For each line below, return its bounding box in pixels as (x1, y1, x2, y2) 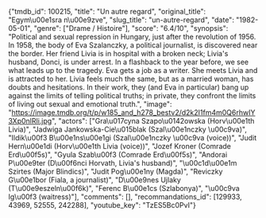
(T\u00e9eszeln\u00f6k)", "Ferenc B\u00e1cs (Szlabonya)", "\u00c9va (8, 184, 240, 193)
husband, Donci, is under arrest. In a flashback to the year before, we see (8, 57, 249, 67)
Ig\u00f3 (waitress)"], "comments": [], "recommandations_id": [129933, (8, 192, 242, 201)
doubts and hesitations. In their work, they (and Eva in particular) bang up (8, 82, 249, 92)
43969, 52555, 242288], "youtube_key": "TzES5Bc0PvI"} (8, 201, 196, 209)
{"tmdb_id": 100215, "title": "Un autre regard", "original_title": (8, 7, 206, 16)
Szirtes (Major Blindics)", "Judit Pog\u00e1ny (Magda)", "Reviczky (8, 166, 223, 176)
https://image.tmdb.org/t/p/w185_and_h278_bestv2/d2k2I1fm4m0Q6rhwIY (11, 108, 256, 117)
